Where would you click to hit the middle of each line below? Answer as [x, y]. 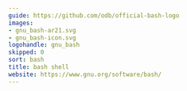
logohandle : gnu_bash [44, 45]
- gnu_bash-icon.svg [43, 38]
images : [21, 23]
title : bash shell [39, 67]
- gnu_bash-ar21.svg [43, 30]
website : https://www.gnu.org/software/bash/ [85, 74]
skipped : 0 [26, 52]
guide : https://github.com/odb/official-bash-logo [94, 15]
